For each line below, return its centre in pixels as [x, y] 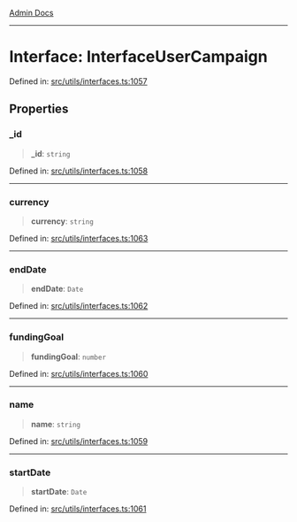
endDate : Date [57, 289]
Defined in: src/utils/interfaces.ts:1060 [79, 373]
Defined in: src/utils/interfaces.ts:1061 [78, 509]
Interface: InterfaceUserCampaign [138, 57]
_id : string [50, 153]
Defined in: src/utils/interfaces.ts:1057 [78, 81]
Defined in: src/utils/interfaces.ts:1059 [79, 441]
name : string [56, 424]
